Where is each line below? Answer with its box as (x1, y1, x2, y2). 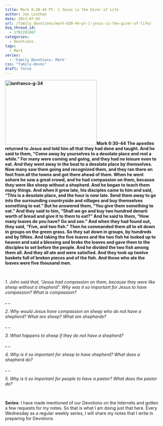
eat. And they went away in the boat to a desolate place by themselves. (5, 161, 152, 167)
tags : (5, 44, 16, 48)
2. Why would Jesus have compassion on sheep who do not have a (5, 308, 142, 314)
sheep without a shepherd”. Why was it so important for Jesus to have (5, 284, 147, 290)
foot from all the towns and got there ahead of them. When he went (5, 172, 144, 177)
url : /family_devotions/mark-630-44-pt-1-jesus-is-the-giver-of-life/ (5, 21, 152, 26)
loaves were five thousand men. (5, 260, 72, 266)
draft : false (5, 67, 32, 71)
